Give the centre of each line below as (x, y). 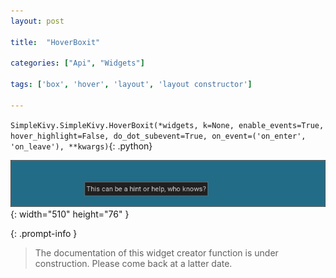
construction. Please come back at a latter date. (133, 264)
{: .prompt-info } (44, 234)
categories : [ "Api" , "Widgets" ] (77, 63)
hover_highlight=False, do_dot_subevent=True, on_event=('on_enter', (158, 136)
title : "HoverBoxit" (55, 42)
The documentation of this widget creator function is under (156, 253)
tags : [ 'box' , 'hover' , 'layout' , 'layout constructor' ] (131, 85)
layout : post (37, 21)
